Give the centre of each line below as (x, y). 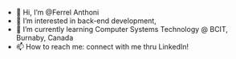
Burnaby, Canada (45, 37)
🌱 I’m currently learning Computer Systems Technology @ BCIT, (122, 29)
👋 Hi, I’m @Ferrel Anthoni (57, 12)
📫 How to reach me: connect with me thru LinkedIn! (102, 47)
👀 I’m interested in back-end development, (86, 21)
